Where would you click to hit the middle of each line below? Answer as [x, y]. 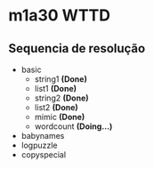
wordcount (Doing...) [73, 126]
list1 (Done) [56, 89]
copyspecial [44, 155]
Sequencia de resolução [77, 48]
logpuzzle [40, 145]
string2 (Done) [62, 98]
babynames [43, 136]
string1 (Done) [61, 79]
